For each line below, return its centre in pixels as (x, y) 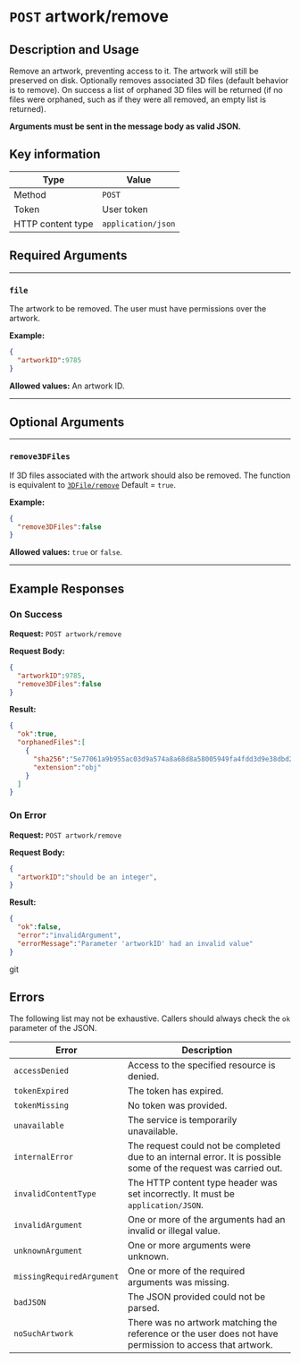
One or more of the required (187, 1271)
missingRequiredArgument (67, 1277)
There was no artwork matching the (203, 1323)
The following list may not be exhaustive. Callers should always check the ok (150, 1018)
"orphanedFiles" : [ (52, 743)
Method (30, 194)
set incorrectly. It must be (181, 1194)
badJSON (30, 1303)
